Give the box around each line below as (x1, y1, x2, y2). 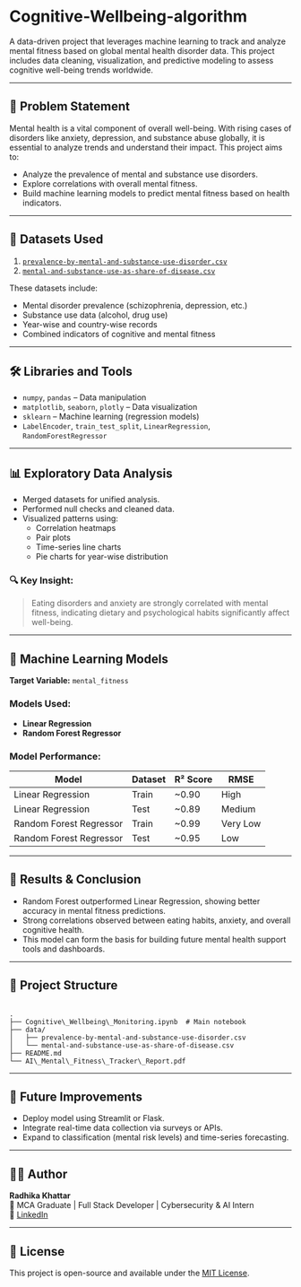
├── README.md (9, 1048, 63, 1057)
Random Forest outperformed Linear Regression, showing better (21, 895, 261, 907)
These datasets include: (9, 283, 99, 293)
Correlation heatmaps (35, 523, 116, 534)
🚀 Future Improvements (9, 1089, 143, 1104)
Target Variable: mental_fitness (9, 675, 129, 686)
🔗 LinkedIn (9, 1209, 48, 1221)
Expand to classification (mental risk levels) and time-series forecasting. (21, 1132, 289, 1143)
